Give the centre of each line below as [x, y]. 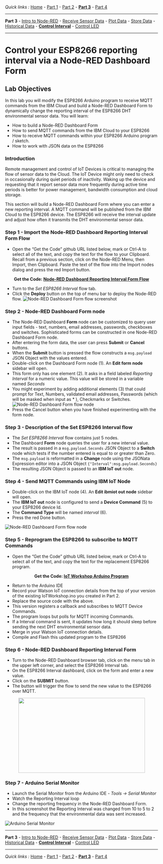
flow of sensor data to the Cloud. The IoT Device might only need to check [79, 174]
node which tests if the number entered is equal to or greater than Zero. [84, 453]
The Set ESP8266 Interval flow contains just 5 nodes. [65, 438]
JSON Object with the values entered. [50, 358]
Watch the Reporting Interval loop [46, 798]
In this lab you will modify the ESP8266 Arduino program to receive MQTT [79, 100]
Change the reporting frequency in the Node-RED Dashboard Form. [79, 804]
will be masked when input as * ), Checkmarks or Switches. [71, 399]
